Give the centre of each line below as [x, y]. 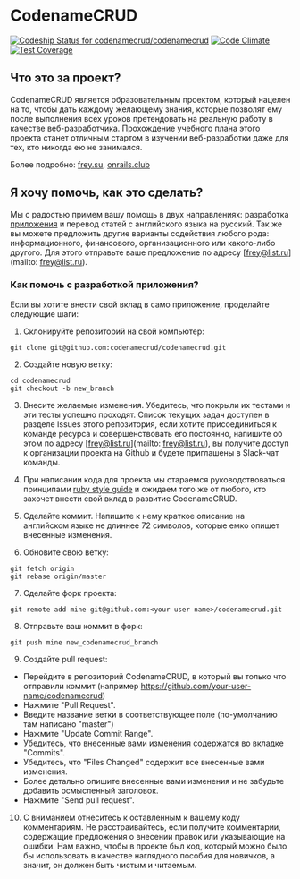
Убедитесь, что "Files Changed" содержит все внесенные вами [144, 762]
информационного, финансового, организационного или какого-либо [143, 243]
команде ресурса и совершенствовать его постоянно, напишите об [153, 433]
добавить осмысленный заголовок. [91, 790]
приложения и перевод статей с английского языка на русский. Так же [146, 224]
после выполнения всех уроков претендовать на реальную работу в [142, 118]
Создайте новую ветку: [67, 364]
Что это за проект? [66, 78]
